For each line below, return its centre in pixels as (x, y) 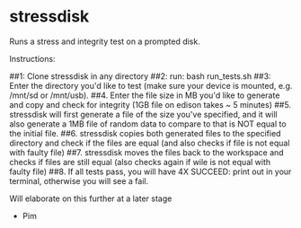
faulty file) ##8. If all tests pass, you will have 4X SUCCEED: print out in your (150, 171)
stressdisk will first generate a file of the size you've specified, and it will (143, 114)
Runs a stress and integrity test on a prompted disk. (105, 41)
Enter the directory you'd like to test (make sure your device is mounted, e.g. (151, 85)
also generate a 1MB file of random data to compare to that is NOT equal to (148, 124)
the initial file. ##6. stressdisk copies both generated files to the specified (145, 133)
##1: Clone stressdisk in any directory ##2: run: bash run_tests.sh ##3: (140, 76)
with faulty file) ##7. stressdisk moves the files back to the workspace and (147, 152)
